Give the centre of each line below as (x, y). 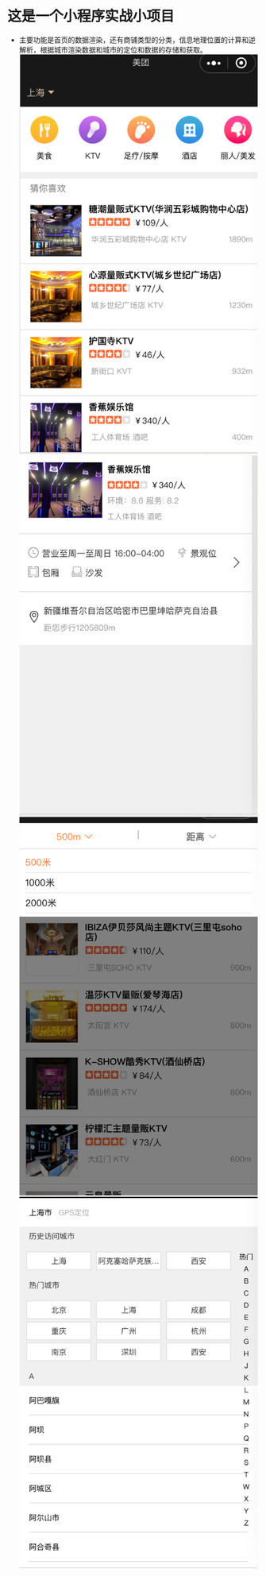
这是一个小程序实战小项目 (91, 16)
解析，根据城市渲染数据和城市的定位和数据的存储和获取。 (113, 49)
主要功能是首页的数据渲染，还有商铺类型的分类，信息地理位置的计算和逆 (137, 40)
